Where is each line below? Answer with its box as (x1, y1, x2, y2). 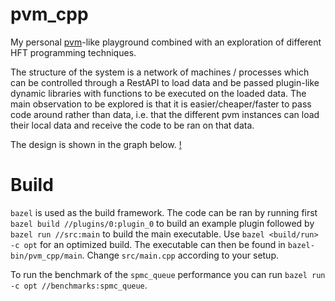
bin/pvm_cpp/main (10, 251, 83, 261)
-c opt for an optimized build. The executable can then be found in (10, 238, 286, 250)
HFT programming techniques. (10, 46, 137, 58)
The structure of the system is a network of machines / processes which (10, 66, 310, 78)
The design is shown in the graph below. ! (10, 138, 182, 150)
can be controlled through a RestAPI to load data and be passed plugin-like (10, 76, 320, 88)
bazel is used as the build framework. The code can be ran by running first (10, 206, 318, 218)
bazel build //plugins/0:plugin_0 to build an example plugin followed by (10, 217, 315, 229)
